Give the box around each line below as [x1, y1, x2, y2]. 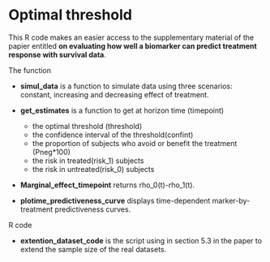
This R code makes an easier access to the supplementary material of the [8, 32, 254, 42]
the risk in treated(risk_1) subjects [32, 156, 144, 165]
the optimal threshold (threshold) [32, 121, 143, 131]
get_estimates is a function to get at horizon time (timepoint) [19, 105, 225, 115]
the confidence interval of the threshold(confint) [32, 130, 194, 140]
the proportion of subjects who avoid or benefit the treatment [32, 138, 238, 148]
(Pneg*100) [32, 147, 71, 157]
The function [8, 65, 51, 75]
